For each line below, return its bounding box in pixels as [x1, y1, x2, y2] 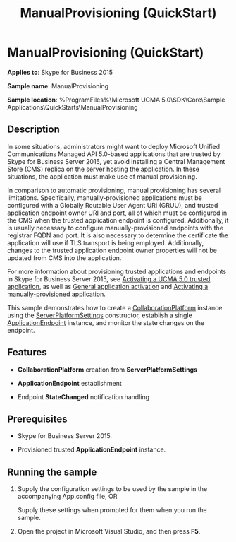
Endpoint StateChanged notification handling [17, 392, 150, 401]
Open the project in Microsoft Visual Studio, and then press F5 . [17, 527, 201, 536]
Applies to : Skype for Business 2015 [7, 68, 113, 76]
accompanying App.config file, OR [17, 493, 118, 501]
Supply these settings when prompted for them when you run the [17, 506, 208, 514]
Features [7, 346, 47, 358]
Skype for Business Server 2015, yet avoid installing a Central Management [7, 157, 225, 165]
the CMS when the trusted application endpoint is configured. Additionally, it [7, 216, 229, 224]
